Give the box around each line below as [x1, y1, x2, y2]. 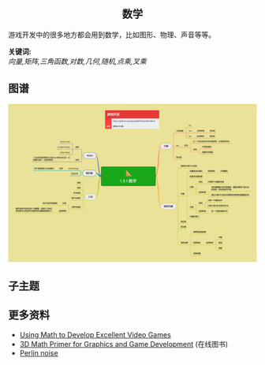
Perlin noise [19, 348, 58, 357]
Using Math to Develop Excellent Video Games [19, 330, 171, 339]
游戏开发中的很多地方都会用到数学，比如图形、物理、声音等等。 [8, 30, 215, 39]
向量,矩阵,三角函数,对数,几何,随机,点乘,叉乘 [8, 56, 147, 65]
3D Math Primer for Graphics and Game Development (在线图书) [19, 339, 229, 348]
